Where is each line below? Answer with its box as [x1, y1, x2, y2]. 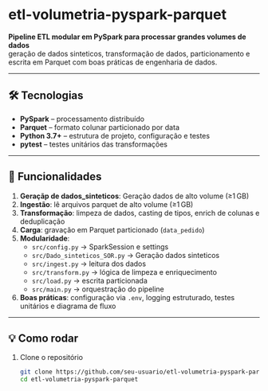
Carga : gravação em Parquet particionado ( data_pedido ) [19, 225, 205, 234]
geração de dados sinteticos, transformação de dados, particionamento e [8, 49, 250, 58]
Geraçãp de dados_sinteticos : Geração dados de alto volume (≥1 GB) [19, 191, 250, 201]
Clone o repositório [19, 353, 84, 362]
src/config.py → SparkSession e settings [31, 241, 169, 252]
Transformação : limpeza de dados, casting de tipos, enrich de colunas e [19, 208, 260, 217]
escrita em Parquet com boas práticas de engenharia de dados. [8, 57, 218, 67]
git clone [19, 368, 53, 376]
